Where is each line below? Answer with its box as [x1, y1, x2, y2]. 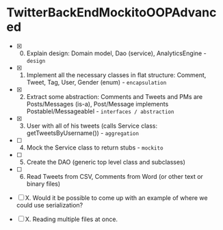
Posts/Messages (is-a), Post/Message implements [26, 100, 169, 108]
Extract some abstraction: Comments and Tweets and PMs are [26, 92, 203, 100]
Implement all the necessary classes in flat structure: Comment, [26, 70, 207, 79]
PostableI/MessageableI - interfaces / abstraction [26, 107, 174, 115]
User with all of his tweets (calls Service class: [26, 121, 158, 130]
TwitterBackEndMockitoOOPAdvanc [6, 5, 217, 20]
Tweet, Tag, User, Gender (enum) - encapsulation [26, 78, 167, 86]
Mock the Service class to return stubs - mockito [26, 143, 163, 152]
